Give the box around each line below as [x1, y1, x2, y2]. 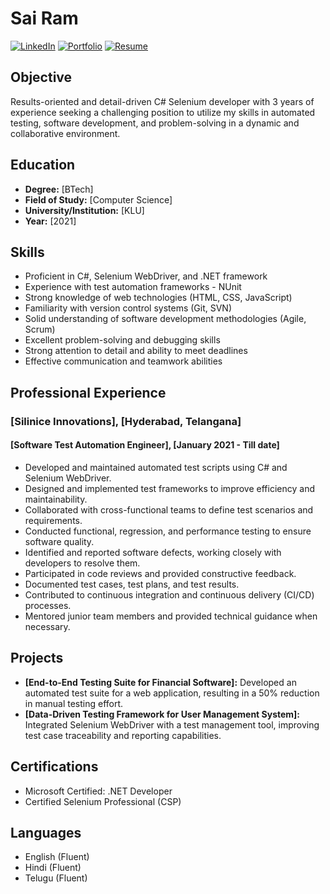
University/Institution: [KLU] [24, 204, 145, 216]
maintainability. [24, 493, 88, 505]
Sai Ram [10, 7, 79, 30]
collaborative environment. [10, 127, 121, 139]
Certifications [10, 758, 99, 776]
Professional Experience [10, 384, 167, 401]
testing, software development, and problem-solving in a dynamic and [10, 117, 300, 129]
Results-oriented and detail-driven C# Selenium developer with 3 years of [10, 95, 315, 107]
